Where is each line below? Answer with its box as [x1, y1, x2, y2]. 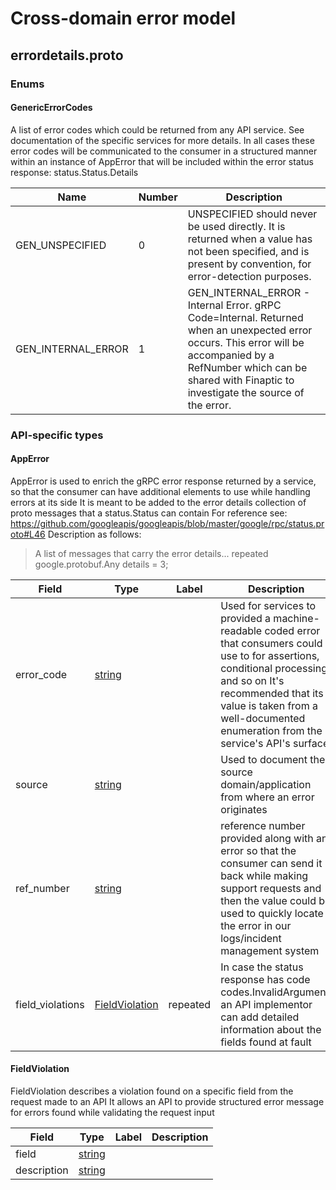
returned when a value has [187, 232, 313, 246]
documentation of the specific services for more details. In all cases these [10, 134, 315, 146]
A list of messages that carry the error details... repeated [34, 547, 269, 559]
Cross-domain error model [10, 7, 237, 30]
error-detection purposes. [187, 269, 312, 283]
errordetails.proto [10, 47, 124, 64]
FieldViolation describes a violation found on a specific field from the [10, 1085, 294, 1097]
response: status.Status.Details [10, 166, 139, 178]
